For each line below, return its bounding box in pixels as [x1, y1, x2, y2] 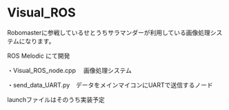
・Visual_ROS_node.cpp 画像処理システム [7, 66, 132, 74]
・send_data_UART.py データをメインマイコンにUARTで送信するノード [7, 80, 213, 89]
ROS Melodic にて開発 [7, 52, 70, 60]
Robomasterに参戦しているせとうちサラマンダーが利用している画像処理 [7, 28, 210, 36]
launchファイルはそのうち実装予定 [7, 95, 106, 104]
